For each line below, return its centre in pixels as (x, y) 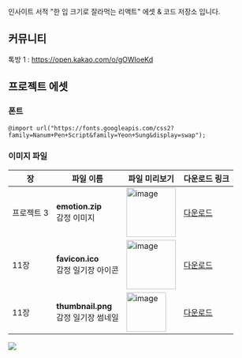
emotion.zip (79, 206)
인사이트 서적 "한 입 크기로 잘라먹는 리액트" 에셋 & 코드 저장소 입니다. (114, 11)
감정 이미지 (76, 217)
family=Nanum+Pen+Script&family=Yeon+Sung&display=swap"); (107, 135)
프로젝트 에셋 (38, 87)
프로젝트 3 (30, 213)
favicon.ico (78, 258)
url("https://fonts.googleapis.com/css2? (106, 128)
